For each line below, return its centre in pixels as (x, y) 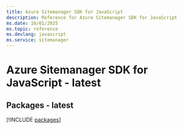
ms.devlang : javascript (36, 35)
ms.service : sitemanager (38, 40)
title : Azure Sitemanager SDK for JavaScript (65, 12)
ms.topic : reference (32, 29)
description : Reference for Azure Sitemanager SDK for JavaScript (92, 18)
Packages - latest (40, 105)
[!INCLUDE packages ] (34, 120)
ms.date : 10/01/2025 (32, 23)
